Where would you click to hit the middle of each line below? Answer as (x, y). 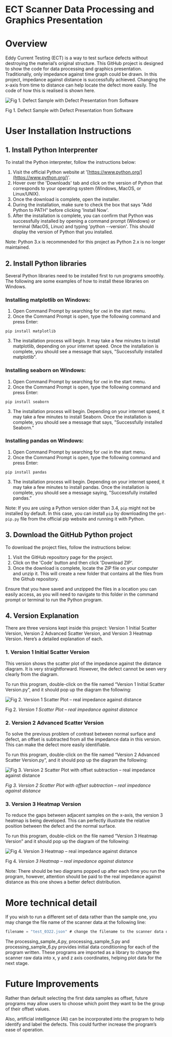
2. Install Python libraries (46, 263)
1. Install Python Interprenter (52, 150)
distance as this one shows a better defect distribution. (63, 882)
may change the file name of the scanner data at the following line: (76, 922)
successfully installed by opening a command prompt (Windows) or (84, 221)
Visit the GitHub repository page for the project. (63, 557)
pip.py (12, 519)
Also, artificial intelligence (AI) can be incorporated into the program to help (85, 1019)
